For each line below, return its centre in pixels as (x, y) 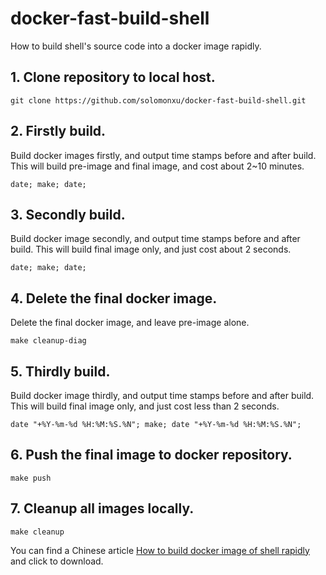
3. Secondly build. (68, 214)
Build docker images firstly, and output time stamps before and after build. (163, 155)
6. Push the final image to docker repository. (151, 455)
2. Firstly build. (58, 131)
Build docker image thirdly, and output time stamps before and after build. (162, 395)
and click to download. (57, 561)
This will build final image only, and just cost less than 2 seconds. (145, 406)
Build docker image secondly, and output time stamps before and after (155, 239)
